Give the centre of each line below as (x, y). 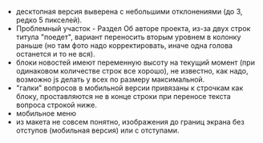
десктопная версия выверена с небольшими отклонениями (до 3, (129, 12)
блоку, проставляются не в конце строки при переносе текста (123, 96)
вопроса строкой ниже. (57, 105)
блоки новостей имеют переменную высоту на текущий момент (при (135, 62)
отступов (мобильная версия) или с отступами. (97, 130)
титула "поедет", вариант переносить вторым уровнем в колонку (128, 37)
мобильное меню (46, 113)
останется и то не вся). (55, 54)
